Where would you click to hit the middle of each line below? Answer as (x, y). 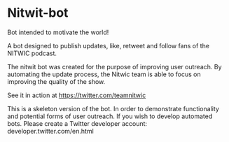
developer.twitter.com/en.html (51, 131)
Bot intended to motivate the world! (58, 32)
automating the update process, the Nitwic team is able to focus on (104, 74)
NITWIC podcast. (32, 53)
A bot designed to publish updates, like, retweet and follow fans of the (109, 45)
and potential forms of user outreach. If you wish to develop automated (110, 116)
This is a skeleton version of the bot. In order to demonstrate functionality (113, 108)
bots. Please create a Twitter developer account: (77, 123)
